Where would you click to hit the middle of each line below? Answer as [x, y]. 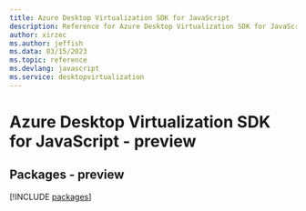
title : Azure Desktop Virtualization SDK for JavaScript [120, 18]
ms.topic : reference [49, 60]
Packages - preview [67, 175]
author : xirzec [38, 35]
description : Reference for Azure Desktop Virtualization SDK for [138, 26]
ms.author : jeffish [46, 43]
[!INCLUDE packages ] [51, 196]
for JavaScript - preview [103, 141]
